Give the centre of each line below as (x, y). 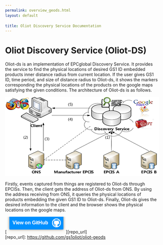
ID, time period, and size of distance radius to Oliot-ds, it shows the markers (81, 80)
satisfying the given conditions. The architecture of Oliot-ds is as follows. (79, 90)
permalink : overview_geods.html (38, 10)
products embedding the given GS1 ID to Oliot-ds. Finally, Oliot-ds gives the (81, 199)
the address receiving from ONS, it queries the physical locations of (73, 194)
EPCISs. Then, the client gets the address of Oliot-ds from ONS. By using (79, 189)
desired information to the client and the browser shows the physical (74, 204)
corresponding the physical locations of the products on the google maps (79, 85)
